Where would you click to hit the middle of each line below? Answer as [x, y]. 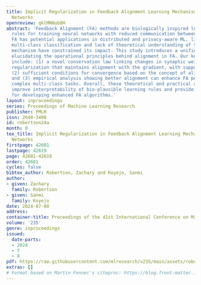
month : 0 [17, 128]
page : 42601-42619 [29, 156]
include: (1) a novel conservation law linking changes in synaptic [99, 62]
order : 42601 [22, 162]
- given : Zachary [28, 184]
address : [17, 212]
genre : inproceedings [33, 228]
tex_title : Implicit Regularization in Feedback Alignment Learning [93, 134]
